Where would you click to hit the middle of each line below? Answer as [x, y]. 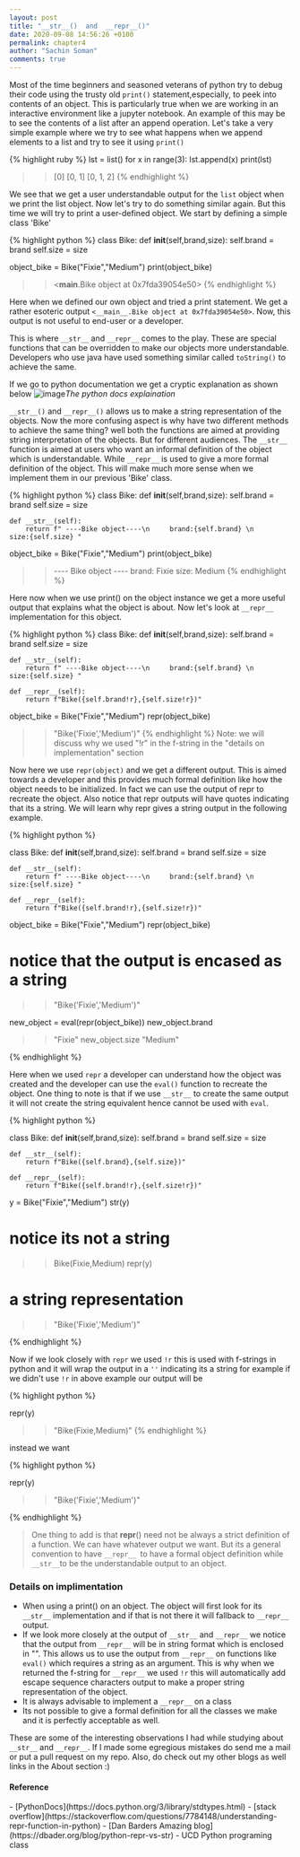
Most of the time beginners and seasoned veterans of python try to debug [146, 85]
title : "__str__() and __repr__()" [80, 26]
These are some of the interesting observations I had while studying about [146, 1738]
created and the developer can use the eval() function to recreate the [138, 1084]
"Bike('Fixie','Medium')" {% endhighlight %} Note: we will [159, 733]
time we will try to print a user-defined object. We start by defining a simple [149, 213]
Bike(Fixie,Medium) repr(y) [103, 1263]
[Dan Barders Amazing [150, 1826]
